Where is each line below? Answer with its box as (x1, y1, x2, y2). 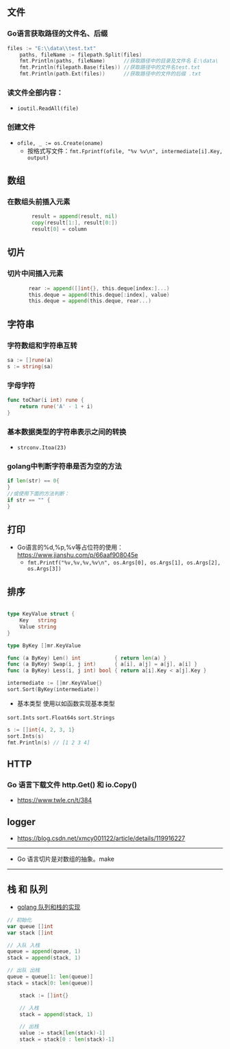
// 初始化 (7, 916, 32, 923)
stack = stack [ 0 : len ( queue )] (7, 980, 94, 986)
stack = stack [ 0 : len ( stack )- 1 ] (19, 1036, 115, 1043)
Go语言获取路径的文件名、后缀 (7, 29, 108, 38)
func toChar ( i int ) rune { (7, 397, 84, 404)
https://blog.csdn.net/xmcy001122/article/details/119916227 (16, 834, 186, 843)
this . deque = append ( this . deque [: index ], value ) (28, 291, 170, 298)
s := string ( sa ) (7, 363, 53, 370)
